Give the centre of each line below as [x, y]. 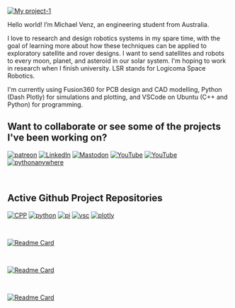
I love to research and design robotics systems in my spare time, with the [114, 38]
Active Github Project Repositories [85, 198]
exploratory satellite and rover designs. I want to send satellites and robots [116, 53]
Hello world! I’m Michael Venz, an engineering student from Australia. [108, 24]
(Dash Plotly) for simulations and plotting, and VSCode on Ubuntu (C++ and [117, 97]
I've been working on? [57, 138]
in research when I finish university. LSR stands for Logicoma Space [107, 68]
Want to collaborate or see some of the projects [114, 127]
